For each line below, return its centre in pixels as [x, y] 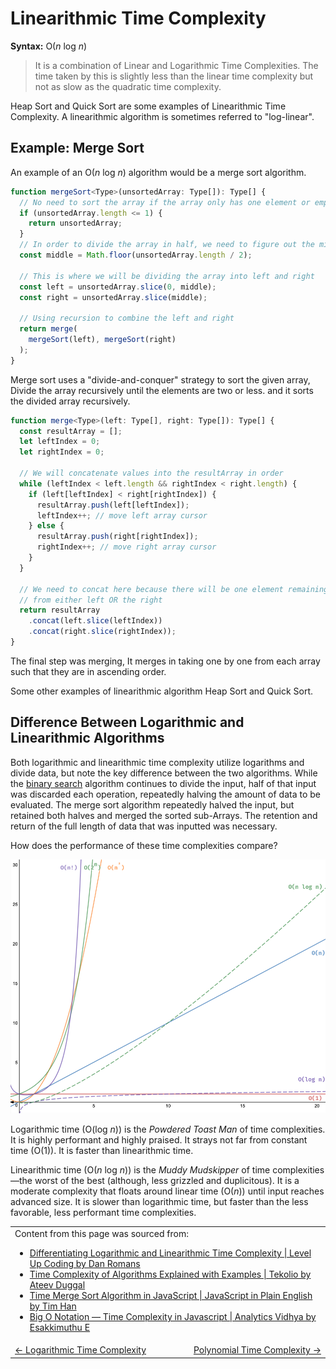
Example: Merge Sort [77, 148]
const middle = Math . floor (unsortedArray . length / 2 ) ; [136, 255]
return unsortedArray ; [75, 223]
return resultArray [60, 610]
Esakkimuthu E [60, 1327]
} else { [46, 526]
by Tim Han [53, 1306]
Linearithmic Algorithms [87, 738]
